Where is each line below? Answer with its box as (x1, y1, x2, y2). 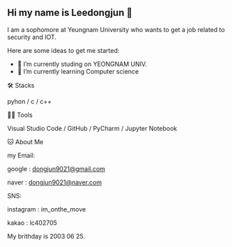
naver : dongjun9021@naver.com (7, 178, 102, 186)
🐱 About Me (7, 137, 44, 146)
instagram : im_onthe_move (7, 205, 86, 213)
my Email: (7, 151, 36, 159)
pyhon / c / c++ (7, 97, 52, 105)
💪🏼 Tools (7, 111, 33, 119)
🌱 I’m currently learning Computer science (17, 67, 139, 75)
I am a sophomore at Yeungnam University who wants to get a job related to (7, 25, 225, 33)
